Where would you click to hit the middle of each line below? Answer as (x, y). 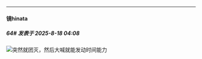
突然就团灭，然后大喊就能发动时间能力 (60, 49)
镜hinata (17, 18)
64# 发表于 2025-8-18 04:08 (43, 33)
